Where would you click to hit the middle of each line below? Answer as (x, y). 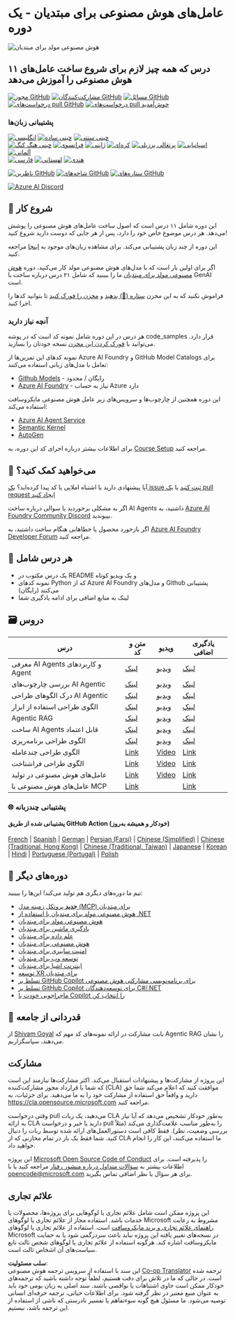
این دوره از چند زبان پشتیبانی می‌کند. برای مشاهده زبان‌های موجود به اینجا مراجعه (113, 246)
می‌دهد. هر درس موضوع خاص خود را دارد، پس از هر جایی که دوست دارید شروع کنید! (117, 232)
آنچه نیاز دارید (28, 321)
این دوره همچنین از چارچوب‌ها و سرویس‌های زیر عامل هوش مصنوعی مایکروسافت (114, 399)
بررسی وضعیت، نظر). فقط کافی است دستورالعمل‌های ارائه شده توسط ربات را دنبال (118, 1131)
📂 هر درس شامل (40, 559)
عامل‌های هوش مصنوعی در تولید (59, 775)
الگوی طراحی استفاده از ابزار (55, 706)
